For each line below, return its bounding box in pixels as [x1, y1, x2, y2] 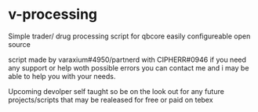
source [8, 39, 31, 49]
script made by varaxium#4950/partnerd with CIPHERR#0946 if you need [8, 55, 247, 64]
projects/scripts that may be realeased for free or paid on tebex [8, 95, 213, 104]
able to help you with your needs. [8, 71, 116, 81]
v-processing [8, 5, 98, 23]
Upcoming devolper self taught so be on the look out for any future [8, 86, 225, 96]
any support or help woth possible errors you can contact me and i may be [8, 63, 249, 72]
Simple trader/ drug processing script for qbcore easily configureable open [8, 31, 251, 41]
